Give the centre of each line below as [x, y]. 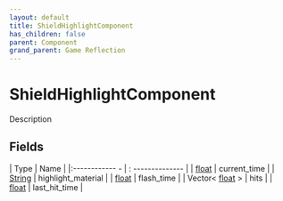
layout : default [39, 17]
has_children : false [48, 34]
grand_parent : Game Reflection [67, 51]
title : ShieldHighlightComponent [71, 26]
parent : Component [43, 42]
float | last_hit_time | [46, 187]
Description [30, 119]
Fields [27, 147]
